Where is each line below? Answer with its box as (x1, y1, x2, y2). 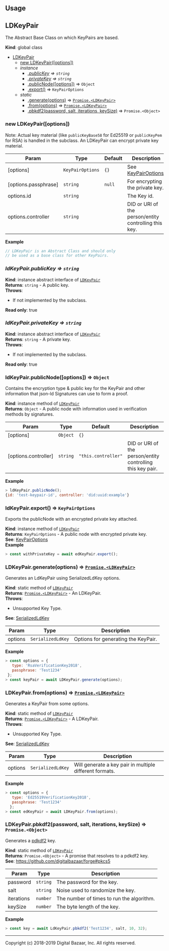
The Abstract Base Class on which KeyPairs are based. (5, 35, 119, 41)
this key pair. (127, 465, 158, 472)
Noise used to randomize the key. (56, 886, 136, 893)
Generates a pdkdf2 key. (5, 837, 56, 843)
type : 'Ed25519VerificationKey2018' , (12, 795, 92, 800)
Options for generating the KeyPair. (73, 636, 157, 643)
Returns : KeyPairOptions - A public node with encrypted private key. (5, 531, 147, 537)
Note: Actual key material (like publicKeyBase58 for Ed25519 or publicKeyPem (5, 132, 162, 138)
